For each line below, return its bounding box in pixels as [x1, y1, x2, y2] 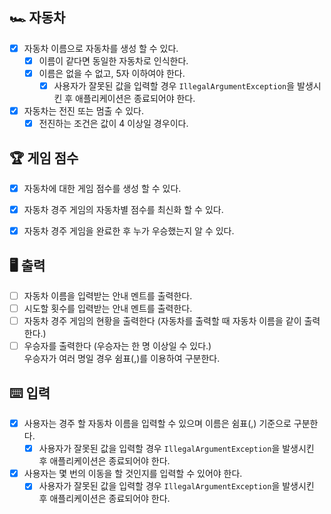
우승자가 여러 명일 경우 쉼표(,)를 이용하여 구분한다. [23, 353, 221, 365]
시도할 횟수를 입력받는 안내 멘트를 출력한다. [23, 303, 193, 315]
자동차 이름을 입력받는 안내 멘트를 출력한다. [23, 290, 193, 302]
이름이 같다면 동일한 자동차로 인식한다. [38, 54, 189, 67]
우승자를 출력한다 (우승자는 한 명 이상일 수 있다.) [23, 340, 212, 352]
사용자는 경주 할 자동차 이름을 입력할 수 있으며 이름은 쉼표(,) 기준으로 [23, 418, 292, 430]
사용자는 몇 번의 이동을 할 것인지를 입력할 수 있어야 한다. [23, 468, 243, 480]
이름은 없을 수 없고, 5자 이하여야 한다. [38, 67, 186, 79]
